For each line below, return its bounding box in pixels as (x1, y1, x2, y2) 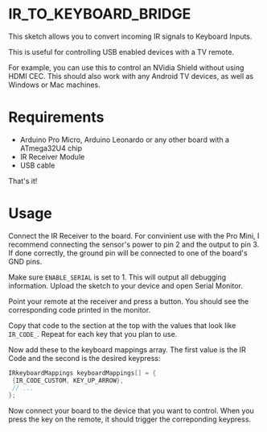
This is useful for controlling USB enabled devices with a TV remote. (8, 47, 235, 56)
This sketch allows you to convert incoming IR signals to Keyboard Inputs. (8, 31, 253, 41)
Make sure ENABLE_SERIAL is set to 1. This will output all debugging (8, 272, 227, 282)
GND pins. (8, 256, 43, 266)
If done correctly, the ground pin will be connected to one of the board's (8, 247, 248, 258)
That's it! (8, 176, 38, 185)
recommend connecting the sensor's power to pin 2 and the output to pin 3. (8, 239, 260, 249)
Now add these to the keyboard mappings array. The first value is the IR (8, 344, 247, 355)
